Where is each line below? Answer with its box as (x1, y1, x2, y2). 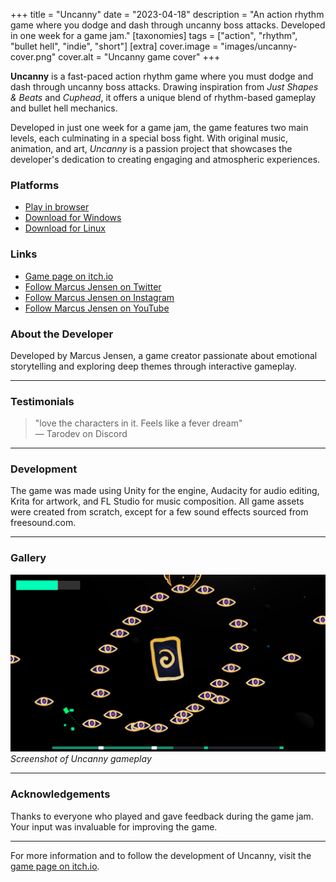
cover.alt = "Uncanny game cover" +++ (58, 51, 221, 63)
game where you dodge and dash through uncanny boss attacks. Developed (10, 19, 326, 31)
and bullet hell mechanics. (10, 102, 118, 114)
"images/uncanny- (220, 40, 298, 52)
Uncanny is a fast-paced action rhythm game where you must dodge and (10, 70, 314, 82)
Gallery (10, 551, 47, 565)
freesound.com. (10, 517, 77, 529)
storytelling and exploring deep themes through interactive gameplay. (10, 360, 297, 372)
